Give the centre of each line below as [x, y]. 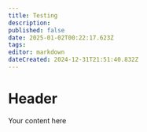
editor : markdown [37, 52]
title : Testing [33, 15]
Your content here [37, 120]
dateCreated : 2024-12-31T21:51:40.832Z [73, 60]
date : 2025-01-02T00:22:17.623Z [61, 38]
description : [29, 23]
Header [33, 99]
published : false [37, 30]
